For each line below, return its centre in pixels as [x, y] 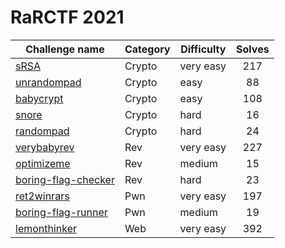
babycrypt [39, 98]
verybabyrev [45, 147]
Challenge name [65, 49]
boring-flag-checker [65, 179]
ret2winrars [42, 196]
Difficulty [203, 49]
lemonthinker [46, 228]
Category [147, 49]
